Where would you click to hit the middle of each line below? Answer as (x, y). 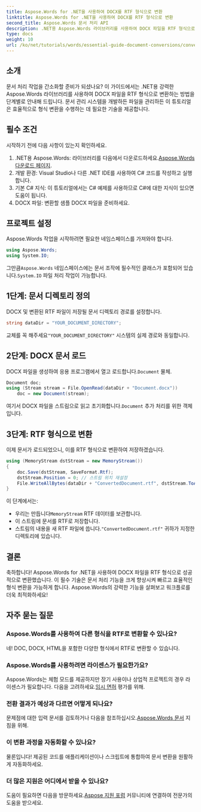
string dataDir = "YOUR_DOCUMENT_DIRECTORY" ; (64, 323)
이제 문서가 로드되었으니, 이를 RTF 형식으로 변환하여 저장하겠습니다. (85, 450)
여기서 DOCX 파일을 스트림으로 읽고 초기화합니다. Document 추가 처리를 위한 (94, 406)
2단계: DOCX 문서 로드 (46, 356)
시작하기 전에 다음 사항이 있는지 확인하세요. (57, 145)
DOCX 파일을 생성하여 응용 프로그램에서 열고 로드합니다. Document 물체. (89, 371)
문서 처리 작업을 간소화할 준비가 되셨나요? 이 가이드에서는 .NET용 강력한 (90, 86)
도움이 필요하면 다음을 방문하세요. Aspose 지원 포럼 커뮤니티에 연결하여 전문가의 (99, 795)
